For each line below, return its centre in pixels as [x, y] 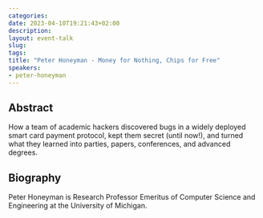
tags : [17, 53]
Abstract [31, 108]
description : [30, 30]
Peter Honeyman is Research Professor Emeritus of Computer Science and [132, 197]
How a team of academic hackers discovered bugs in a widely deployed [127, 127]
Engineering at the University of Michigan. [78, 206]
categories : [28, 16]
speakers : [25, 68]
